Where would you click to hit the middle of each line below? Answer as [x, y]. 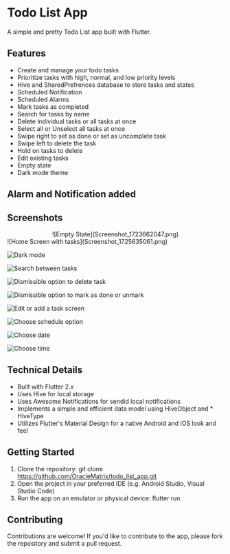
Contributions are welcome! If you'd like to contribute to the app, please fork [115, 536]
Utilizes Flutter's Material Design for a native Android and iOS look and [116, 423]
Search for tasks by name [54, 114]
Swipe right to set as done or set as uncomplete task [92, 136]
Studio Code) [36, 491]
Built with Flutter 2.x [45, 387]
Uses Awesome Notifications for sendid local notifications [99, 401]
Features [26, 53]
